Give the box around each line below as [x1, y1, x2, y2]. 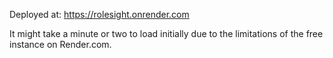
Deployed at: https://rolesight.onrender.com [9, 9, 190, 20]
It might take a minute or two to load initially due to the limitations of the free [9, 28, 324, 39]
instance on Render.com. [9, 39, 112, 50]
